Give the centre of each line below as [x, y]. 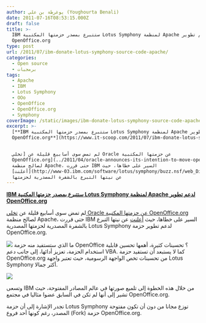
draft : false [23, 23]
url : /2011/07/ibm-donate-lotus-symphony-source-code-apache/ [87, 52]
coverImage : [21, 120]
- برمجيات [24, 69]
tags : [13, 75]
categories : [21, 58]
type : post [20, 47]
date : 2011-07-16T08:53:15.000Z [48, 18]
